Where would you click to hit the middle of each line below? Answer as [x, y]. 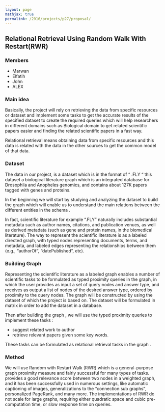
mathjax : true [20, 14]
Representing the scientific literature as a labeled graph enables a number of [82, 274]
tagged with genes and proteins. [38, 190]
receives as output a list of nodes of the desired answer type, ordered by [79, 290]
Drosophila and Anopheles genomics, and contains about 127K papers [76, 185]
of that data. [17, 151]
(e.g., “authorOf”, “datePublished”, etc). [45, 250]
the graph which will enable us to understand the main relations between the [82, 205]
